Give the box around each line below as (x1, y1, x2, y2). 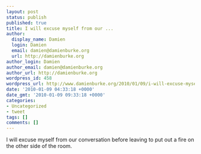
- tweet (6, 109, 26, 115)
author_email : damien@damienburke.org (6, 64, 103, 70)
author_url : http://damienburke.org (6, 70, 98, 76)
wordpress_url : (6, 81, 44, 87)
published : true (6, 20, 47, 26)
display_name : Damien (11, 36, 66, 42)
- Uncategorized (6, 103, 47, 109)
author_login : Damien (6, 58, 60, 64)
